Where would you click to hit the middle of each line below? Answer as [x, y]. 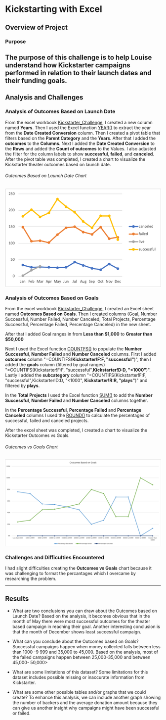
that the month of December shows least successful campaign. [77, 631]
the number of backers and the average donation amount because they [85, 702]
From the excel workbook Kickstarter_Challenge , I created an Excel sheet [80, 309]
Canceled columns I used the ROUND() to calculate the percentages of [78, 415]
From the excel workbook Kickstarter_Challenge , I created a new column [79, 122]
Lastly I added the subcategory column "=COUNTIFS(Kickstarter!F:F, [76, 375]
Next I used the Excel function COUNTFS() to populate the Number [74, 349]
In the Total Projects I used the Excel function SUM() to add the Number [79, 395]
